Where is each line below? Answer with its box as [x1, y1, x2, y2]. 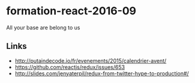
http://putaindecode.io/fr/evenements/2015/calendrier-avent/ [14, 57, 167, 64]
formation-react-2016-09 [6, 4, 137, 18]
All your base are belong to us [6, 24, 80, 31]
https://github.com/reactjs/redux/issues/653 [14, 63, 125, 70]
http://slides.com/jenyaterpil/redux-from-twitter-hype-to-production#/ [14, 70, 189, 77]
